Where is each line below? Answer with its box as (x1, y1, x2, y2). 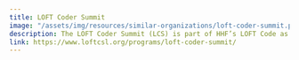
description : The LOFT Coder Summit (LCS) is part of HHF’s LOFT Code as (9, 29, 289, 38)
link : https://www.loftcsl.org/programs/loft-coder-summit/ (9, 37, 238, 47)
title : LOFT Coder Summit (9, 12, 105, 22)
